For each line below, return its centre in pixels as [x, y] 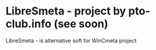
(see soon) [81, 24]
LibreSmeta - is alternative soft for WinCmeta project [71, 40]
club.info [29, 24]
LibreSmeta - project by [66, 11]
